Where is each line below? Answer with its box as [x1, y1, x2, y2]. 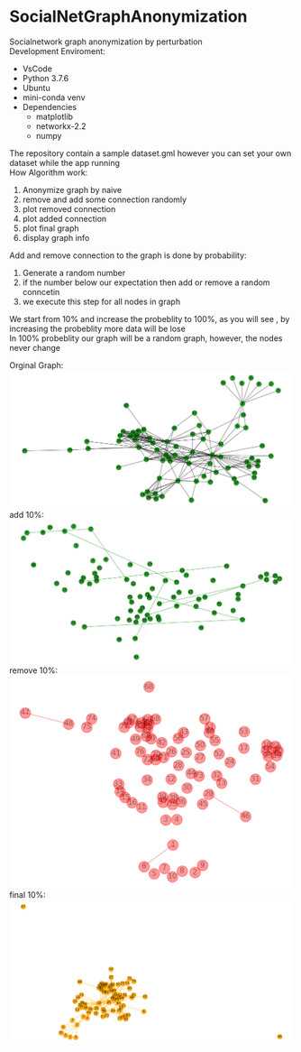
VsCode [22, 63, 52, 74]
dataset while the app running [9, 157, 120, 168]
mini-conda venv [22, 92, 86, 103]
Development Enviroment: [9, 45, 105, 56]
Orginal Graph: [9, 359, 64, 371]
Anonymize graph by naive [22, 184, 123, 195]
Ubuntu [22, 82, 51, 93]
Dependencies [22, 101, 78, 112]
